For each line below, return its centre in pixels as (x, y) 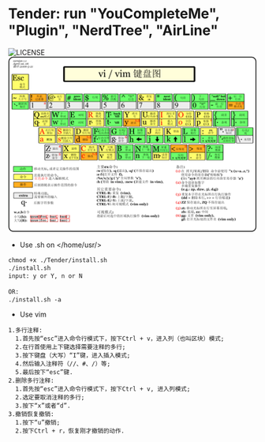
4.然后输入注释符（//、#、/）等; (63, 364)
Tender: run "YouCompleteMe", (114, 14)
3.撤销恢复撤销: (31, 414)
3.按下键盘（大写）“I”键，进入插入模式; (73, 356)
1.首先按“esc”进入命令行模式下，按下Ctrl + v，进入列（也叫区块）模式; (120, 339)
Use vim (33, 315)
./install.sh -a (35, 300)
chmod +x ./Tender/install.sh (58, 260)
